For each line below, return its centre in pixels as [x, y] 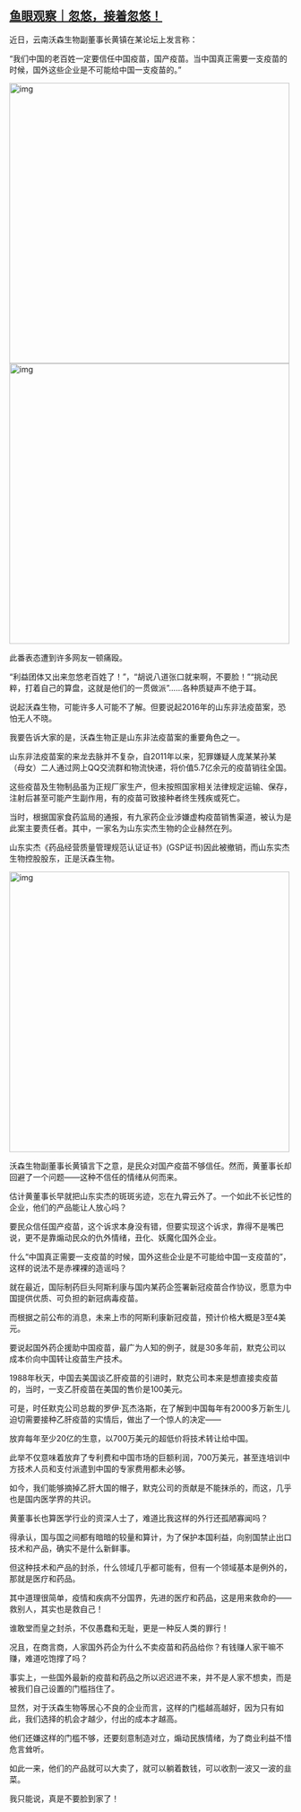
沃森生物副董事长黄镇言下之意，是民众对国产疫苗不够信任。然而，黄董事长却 [150, 1166]
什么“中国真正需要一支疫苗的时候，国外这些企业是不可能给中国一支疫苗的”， [150, 1256]
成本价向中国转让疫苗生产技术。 [68, 1359]
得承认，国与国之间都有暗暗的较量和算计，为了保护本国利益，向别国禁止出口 [150, 1536]
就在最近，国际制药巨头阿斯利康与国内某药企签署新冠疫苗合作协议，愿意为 [146, 1287]
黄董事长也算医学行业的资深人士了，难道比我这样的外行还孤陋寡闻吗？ [139, 1518]
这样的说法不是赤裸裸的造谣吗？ [68, 1267]
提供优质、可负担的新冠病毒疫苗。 [80, 1298]
